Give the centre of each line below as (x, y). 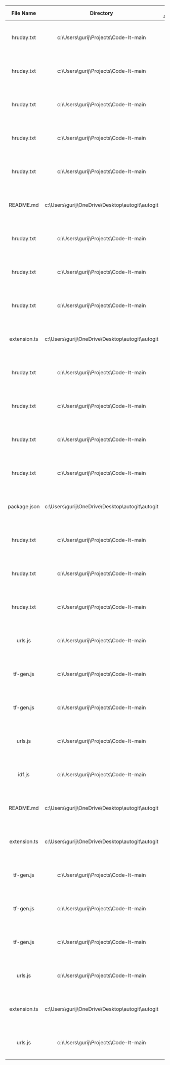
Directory (101, 13)
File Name (24, 13)
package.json (24, 506)
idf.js (24, 774)
